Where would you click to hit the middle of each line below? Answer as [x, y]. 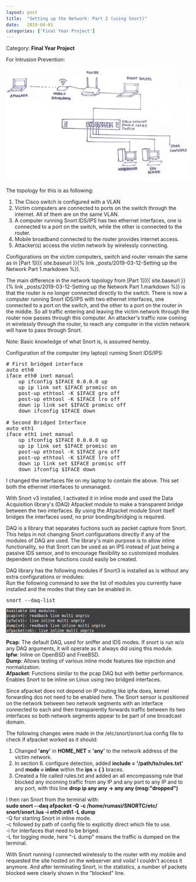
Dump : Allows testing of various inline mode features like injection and [91, 661]
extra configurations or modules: [45, 577]
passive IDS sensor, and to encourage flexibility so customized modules [92, 553]
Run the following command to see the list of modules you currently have [94, 583]
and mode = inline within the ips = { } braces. [69, 769]
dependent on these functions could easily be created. [72, 560]
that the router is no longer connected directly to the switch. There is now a [97, 293]
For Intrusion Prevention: [36, 60]
